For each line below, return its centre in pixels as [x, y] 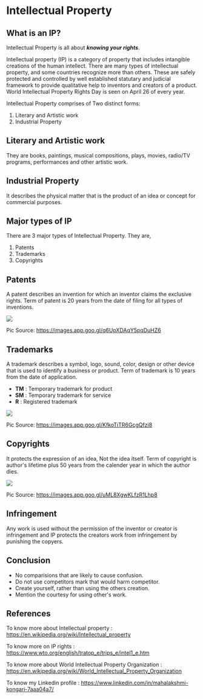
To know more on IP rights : [41, 646]
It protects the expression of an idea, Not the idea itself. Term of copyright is [101, 458]
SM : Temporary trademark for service [63, 395]
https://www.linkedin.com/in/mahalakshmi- [135, 683]
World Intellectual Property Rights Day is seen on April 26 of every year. [96, 91]
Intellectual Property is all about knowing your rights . [73, 47]
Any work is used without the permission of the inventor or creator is [92, 528]
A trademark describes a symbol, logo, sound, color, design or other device [101, 364]
